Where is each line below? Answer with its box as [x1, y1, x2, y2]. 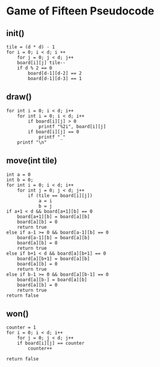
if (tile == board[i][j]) [28, 192, 93, 199]
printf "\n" [17, 139, 47, 145]
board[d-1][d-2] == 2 [28, 70, 82, 76]
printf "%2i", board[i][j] [38, 123, 106, 130]
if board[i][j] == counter [17, 341, 85, 347]
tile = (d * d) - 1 [6, 44, 55, 50]
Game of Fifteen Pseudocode [6, 4, 155, 18]
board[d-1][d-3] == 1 [28, 76, 82, 82]
